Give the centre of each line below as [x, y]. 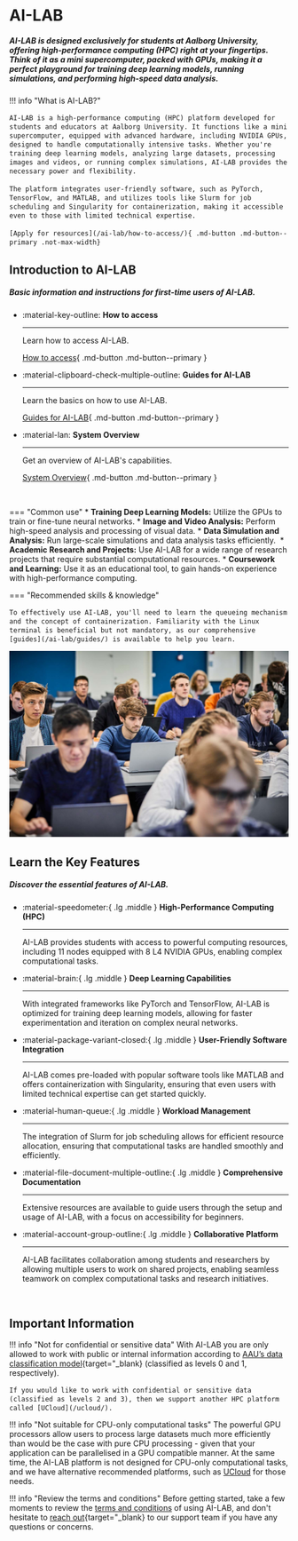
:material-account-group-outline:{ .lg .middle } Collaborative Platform [150, 1234]
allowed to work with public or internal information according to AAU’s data [146, 1354]
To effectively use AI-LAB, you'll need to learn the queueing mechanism [149, 612]
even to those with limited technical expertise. [103, 216]
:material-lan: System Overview [81, 434]
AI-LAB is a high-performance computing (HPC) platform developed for [142, 118]
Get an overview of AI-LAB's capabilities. [97, 460]
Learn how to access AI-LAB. [75, 340]
